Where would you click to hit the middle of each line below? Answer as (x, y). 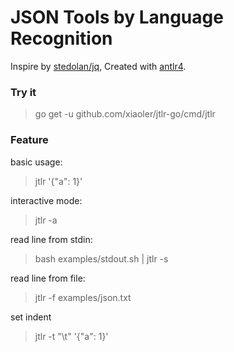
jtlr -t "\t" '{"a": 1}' (71, 336)
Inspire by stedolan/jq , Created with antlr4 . (98, 66)
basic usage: (36, 162)
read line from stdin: (51, 239)
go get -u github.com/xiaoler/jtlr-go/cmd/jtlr (125, 114)
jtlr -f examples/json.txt (83, 297)
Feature (29, 140)
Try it (23, 92)
